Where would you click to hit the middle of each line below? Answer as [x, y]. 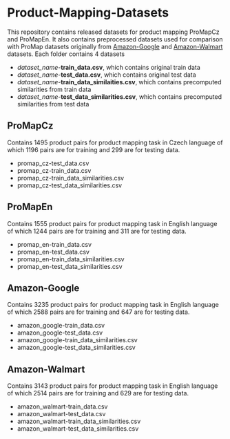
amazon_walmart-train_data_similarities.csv [79, 421]
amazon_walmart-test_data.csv [61, 414]
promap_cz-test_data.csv [53, 163]
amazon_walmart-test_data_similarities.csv [78, 429]
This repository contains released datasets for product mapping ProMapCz [113, 32]
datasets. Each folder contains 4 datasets [66, 54]
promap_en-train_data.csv [54, 244]
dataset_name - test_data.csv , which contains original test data [106, 75]
